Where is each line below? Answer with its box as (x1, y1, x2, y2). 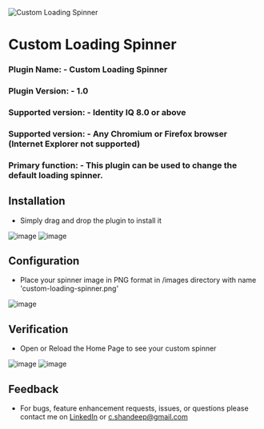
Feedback (8, 382, 59, 395)
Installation (8, 194, 66, 208)
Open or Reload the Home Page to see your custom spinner (19, 344, 217, 353)
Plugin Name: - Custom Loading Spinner (8, 64, 168, 75)
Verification (8, 322, 69, 336)
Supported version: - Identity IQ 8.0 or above (8, 106, 186, 117)
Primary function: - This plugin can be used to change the (8, 160, 238, 171)
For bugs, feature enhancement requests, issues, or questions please (19, 403, 250, 413)
